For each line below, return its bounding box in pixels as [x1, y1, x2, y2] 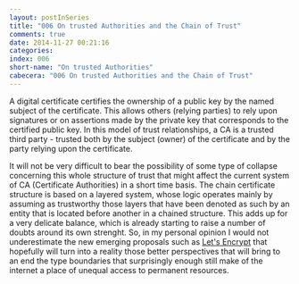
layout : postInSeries [9, 13, 90, 22]
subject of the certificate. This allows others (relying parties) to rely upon [9, 104, 278, 116]
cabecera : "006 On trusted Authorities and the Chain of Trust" [9, 71, 253, 80]
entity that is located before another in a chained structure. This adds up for [9, 207, 288, 219]
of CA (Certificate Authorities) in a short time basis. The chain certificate [9, 180, 276, 190]
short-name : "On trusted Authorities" [9, 63, 154, 72]
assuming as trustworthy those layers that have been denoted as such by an [9, 198, 290, 209]
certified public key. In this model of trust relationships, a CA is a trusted [9, 124, 274, 135]
